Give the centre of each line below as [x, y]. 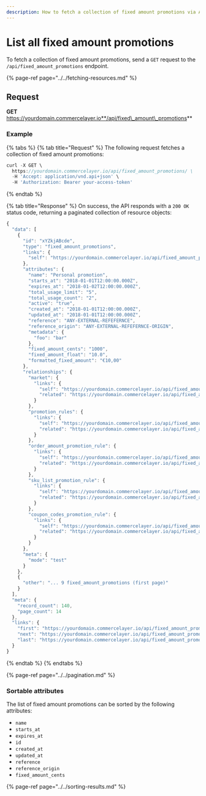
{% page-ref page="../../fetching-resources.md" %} [72, 78]
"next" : [27, 634]
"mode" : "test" [48, 560]
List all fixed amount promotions [90, 42]
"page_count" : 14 [40, 611]
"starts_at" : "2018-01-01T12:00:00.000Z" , [83, 281]
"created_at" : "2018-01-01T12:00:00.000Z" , [85, 309]
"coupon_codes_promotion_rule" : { [72, 515]
